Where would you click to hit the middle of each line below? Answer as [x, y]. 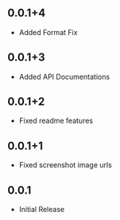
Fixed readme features [56, 121]
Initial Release [42, 210]
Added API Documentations [64, 77]
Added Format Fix [48, 32]
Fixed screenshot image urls [65, 165]
